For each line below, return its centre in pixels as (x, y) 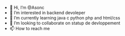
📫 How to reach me (30, 28)
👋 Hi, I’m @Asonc (27, 8)
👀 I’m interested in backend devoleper (47, 13)
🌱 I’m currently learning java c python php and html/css (65, 18)
